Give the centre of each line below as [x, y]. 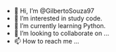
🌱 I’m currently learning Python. [60, 26]
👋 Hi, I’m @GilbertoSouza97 [54, 11]
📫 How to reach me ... [46, 41]
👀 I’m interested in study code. [58, 18]
